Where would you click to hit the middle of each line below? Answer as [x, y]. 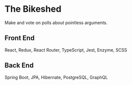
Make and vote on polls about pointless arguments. [56, 23]
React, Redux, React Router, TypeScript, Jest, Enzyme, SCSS [66, 50]
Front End [20, 38]
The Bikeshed [33, 9]
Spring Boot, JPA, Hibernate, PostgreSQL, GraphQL [56, 77]
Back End [19, 66]
